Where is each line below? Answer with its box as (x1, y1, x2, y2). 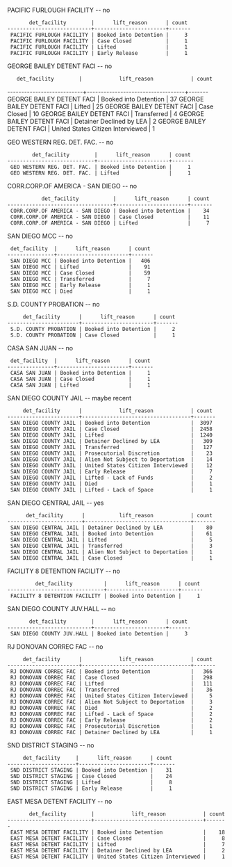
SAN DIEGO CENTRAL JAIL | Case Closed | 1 (10, 555, 213, 562)
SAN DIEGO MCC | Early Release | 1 (10, 282, 151, 289)
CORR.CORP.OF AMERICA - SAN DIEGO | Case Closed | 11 (10, 213, 210, 220)
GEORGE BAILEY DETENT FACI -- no (7, 62, 113, 70)
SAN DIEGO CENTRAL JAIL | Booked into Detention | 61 (10, 530, 213, 537)
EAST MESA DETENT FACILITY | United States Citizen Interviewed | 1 (10, 853, 226, 860)
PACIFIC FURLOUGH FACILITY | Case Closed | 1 (10, 38, 188, 44)
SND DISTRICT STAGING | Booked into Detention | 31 (10, 767, 172, 774)
